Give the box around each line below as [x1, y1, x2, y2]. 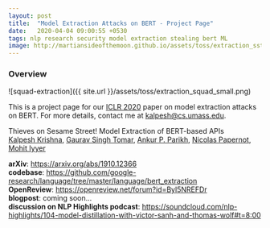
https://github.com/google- [46, 168, 137, 177]
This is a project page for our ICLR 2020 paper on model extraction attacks [8, 102, 257, 112]
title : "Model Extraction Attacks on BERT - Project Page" [8, 19, 215, 27]
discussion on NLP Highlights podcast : [8, 202, 141, 212]
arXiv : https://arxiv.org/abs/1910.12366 [8, 159, 137, 169]
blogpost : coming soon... [8, 193, 92, 203]
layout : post [8, 11, 52, 20]
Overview [8, 68, 47, 80]
